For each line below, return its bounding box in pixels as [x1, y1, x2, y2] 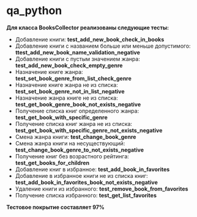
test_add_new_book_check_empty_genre [15, 62, 123, 69]
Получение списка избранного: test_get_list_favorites [15, 191, 157, 199]
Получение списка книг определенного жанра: [15, 107, 139, 114]
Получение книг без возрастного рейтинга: [15, 152, 130, 160]
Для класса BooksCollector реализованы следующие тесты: [6, 24, 169, 31]
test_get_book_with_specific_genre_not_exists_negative [15, 127, 163, 134]
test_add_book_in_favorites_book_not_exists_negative [15, 178, 158, 186]
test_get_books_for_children [15, 159, 90, 166]
